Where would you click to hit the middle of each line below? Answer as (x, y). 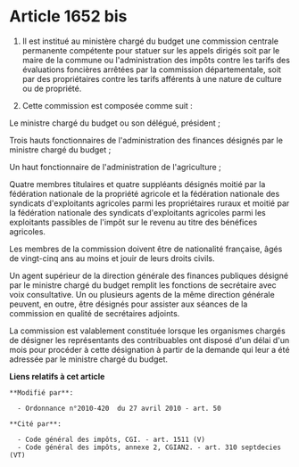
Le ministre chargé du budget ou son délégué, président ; (115, 123)
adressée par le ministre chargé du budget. (88, 359)
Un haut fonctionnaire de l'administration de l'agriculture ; (115, 167)
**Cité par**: (36, 424)
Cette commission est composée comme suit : (108, 105)
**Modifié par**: (42, 393)
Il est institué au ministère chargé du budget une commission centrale (150, 41)
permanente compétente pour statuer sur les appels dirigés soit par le (151, 50)
